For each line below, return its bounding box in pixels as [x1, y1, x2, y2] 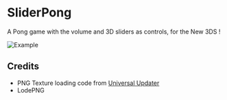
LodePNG [16, 86, 45, 94]
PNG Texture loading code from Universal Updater [16, 79, 160, 87]
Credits [7, 60, 40, 73]
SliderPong [7, 5, 72, 21]
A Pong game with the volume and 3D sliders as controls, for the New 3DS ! [7, 27, 221, 36]
